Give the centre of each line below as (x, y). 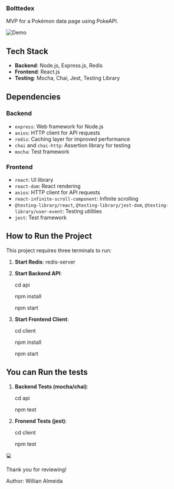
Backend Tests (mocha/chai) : (51, 387)
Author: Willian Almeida (35, 481)
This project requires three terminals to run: (59, 250)
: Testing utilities (82, 211)
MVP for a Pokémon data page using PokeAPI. (62, 21)
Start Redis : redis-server (45, 262)
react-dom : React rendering (47, 186)
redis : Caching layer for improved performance (72, 139)
